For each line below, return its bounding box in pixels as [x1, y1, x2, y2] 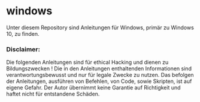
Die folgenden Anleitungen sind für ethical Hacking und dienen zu [6, 58, 169, 66]
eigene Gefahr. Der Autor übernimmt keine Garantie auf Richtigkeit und [6, 84, 181, 91]
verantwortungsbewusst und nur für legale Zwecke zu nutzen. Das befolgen [6, 72, 194, 79]
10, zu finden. [6, 30, 40, 37]
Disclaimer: [6, 45, 41, 53]
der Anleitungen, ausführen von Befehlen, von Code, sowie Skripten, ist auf [6, 78, 192, 85]
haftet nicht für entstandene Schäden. [6, 91, 100, 98]
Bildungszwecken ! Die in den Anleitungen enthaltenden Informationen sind [6, 65, 192, 72]
